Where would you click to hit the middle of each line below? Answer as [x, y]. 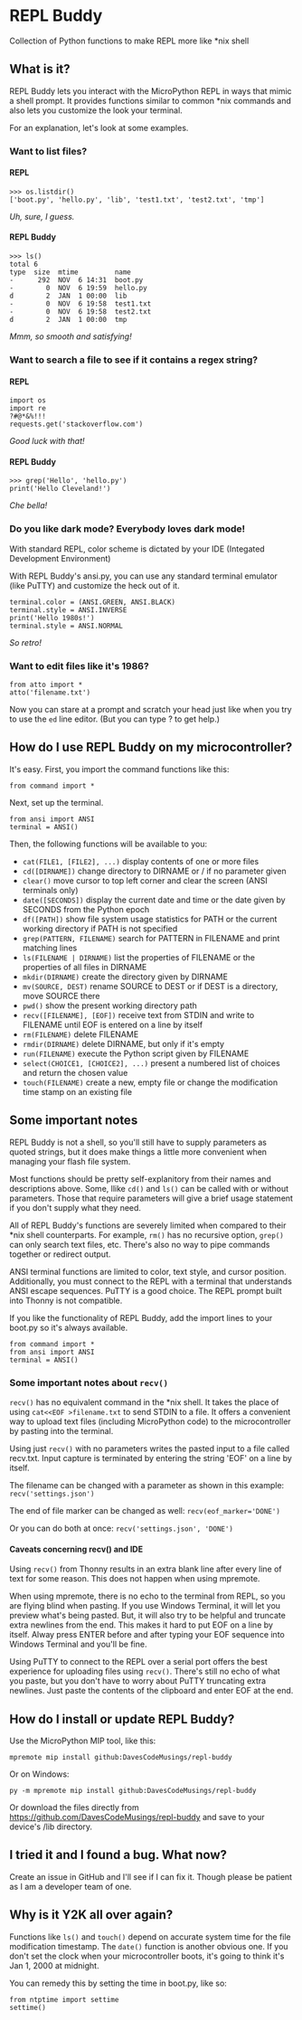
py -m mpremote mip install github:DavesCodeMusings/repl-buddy [133, 1790]
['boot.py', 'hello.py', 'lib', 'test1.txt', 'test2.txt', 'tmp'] [137, 200]
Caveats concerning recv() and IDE [76, 1549]
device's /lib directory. [51, 1826]
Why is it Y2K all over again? [91, 1915]
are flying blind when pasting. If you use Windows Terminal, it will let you [145, 1606]
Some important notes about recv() [89, 1383]
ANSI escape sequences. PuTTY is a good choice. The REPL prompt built [146, 1290]
